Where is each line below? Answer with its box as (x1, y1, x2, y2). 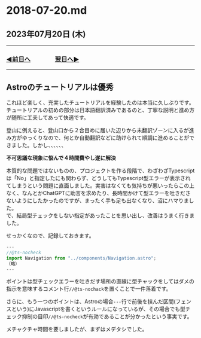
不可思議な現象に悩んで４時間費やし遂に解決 (6, 154, 117, 162)
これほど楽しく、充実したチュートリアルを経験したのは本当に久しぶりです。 (6, 99, 194, 106)
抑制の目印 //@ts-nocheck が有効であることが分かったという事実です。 (22, 313, 193, 320)
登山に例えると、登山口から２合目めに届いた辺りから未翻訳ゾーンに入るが (6, 127, 190, 134)
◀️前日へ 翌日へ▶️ (6, 55, 80, 63)
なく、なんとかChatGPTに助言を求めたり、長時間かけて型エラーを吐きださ (6, 190, 191, 197)
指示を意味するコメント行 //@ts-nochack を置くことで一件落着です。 (6, 285, 172, 293)
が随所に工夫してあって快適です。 (6, 114, 90, 121)
